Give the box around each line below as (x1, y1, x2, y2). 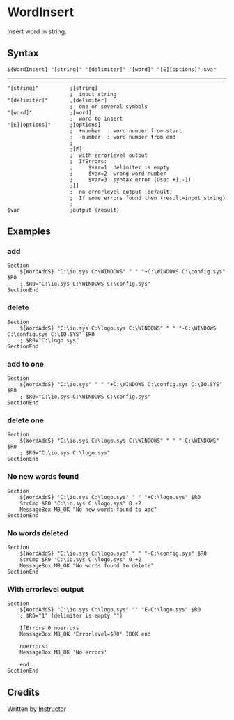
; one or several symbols (69, 102, 148, 110)
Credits (7, 686, 40, 698)
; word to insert (69, 115, 123, 122)
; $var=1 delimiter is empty (69, 164, 170, 171)
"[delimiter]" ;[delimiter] (7, 97, 108, 104)
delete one (7, 415, 44, 425)
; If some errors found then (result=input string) (69, 194, 226, 201)
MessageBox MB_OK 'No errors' (19, 649, 108, 656)
